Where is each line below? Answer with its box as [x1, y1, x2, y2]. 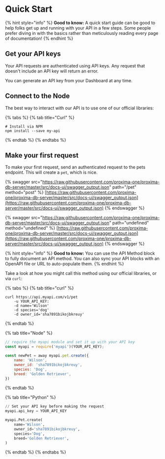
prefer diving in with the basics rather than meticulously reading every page [5, 30, 159, 36]
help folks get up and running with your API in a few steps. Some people [5, 25, 151, 31]
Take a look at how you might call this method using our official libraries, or [5, 270, 157, 276]
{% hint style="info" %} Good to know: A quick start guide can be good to [5, 20, 156, 26]
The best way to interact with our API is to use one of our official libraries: [5, 105, 154, 111]
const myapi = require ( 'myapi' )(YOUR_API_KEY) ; [5, 344, 105, 349]
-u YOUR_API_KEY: [14, 299, 50, 304]
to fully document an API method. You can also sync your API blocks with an [5, 256, 160, 262]
